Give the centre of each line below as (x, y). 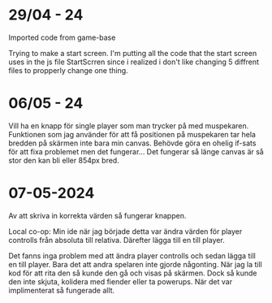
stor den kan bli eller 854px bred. (64, 160)
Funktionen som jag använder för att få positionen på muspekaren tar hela (132, 134)
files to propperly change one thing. (68, 70)
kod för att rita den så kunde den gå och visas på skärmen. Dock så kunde (133, 273)
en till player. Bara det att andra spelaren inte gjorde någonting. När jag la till (135, 264)
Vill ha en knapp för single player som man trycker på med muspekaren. (129, 126)
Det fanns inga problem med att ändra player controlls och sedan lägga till (132, 255)
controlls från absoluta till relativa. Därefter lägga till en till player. (117, 240)
